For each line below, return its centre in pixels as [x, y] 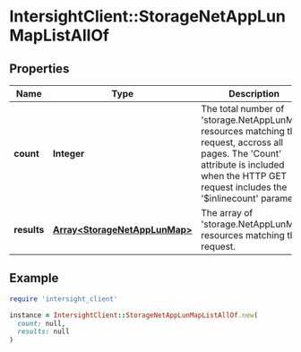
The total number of [243, 109]
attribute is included [243, 165]
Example [34, 278]
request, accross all [242, 142]
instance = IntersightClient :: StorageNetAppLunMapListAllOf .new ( [133, 315]
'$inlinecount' [230, 198]
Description [254, 94]
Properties [39, 69]
